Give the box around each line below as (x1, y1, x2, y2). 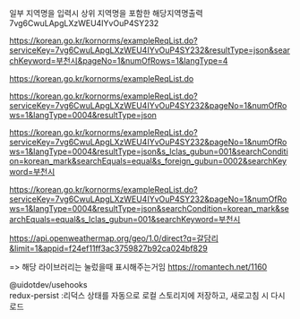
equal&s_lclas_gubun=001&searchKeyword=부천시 (55, 214, 241, 224)
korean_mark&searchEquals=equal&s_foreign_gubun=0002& (23, 156, 248, 166)
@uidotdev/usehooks (9, 280, 88, 289)
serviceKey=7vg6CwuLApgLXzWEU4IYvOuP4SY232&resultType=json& (9, 45, 275, 56)
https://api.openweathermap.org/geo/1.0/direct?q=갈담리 (9, 233, 219, 244)
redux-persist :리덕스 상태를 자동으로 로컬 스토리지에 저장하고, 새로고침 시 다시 (9, 290, 286, 300)
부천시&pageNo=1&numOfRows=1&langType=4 (56, 56, 228, 65)
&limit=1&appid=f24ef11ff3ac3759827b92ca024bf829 (9, 243, 208, 254)
